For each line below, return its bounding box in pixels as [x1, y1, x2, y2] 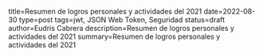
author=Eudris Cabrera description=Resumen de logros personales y [8, 24, 235, 32]
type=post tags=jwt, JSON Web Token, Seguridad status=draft [18, 15, 226, 24]
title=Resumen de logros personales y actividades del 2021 [8, 7, 202, 16]
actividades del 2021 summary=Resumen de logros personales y [8, 32, 221, 41]
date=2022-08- [203, 7, 256, 16]
